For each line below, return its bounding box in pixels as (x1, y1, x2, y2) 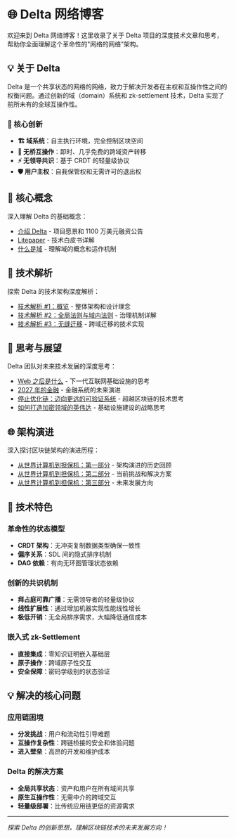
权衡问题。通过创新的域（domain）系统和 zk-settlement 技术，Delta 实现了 (7, 91, 225, 99)
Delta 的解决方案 (7, 767, 64, 777)
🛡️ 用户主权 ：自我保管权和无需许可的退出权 (17, 167, 142, 176)
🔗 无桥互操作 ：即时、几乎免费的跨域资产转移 (17, 148, 147, 156)
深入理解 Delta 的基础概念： (7, 212, 88, 220)
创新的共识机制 (7, 578, 58, 588)
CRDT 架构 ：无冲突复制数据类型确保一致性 (17, 541, 141, 549)
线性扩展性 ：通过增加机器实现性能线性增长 (17, 604, 141, 612)
